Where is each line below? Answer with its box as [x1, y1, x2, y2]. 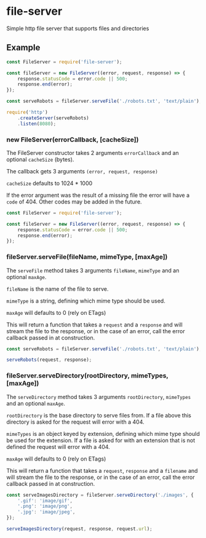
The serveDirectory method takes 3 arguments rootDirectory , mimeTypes [6, 393, 191, 400]
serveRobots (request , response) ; [6, 357, 92, 363]
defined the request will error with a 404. [6, 443, 111, 450]
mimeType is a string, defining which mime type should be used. [6, 297, 166, 304]
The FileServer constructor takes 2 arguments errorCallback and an [6, 149, 180, 156]
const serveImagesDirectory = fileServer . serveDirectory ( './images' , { [6, 492, 194, 498]
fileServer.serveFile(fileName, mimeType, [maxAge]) [6, 253, 168, 261]
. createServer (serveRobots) [17, 115, 89, 121]
